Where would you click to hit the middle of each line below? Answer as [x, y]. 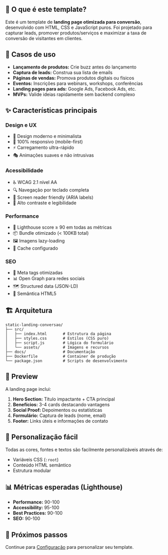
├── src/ [15, 329]
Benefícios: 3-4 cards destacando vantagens [61, 404]
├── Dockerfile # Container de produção [61, 357]
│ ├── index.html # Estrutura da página [58, 334]
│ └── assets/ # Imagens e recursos [57, 348]
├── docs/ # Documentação [50, 352]
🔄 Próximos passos [36, 535]
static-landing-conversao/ [34, 325]
